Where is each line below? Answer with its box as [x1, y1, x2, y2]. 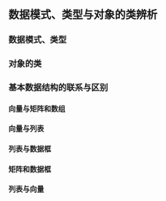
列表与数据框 [8, 143, 51, 153]
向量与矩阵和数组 [8, 103, 66, 113]
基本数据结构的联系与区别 [8, 82, 109, 94]
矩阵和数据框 [8, 164, 51, 173]
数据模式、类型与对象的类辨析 [8, 7, 158, 22]
